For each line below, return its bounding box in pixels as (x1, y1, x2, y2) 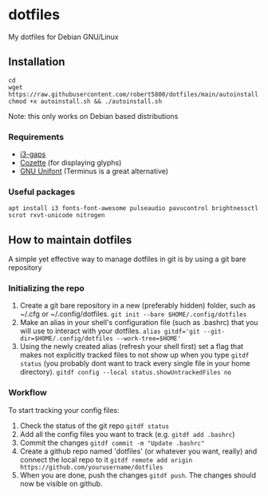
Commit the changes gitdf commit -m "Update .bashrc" (19, 438, 205, 447)
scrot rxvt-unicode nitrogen (8, 212, 105, 220)
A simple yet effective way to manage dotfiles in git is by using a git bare (8, 254, 246, 264)
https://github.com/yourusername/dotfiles (19, 463, 164, 471)
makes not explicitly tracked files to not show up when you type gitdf (19, 350, 250, 360)
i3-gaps (19, 149, 46, 159)
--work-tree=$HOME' (116, 335, 181, 343)
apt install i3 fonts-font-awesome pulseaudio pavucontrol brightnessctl (8, 204, 259, 212)
